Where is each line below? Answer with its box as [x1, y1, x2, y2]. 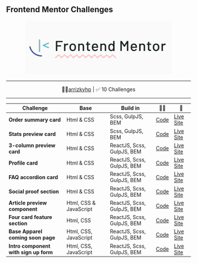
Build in [121, 105, 140, 112]
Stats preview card [8, 131, 56, 138]
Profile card [8, 159, 38, 166]
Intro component [8, 242, 51, 250]
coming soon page [8, 234, 56, 241]
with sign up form [8, 248, 53, 255]
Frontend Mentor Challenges [6, 5, 113, 15]
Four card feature [8, 214, 53, 221]
